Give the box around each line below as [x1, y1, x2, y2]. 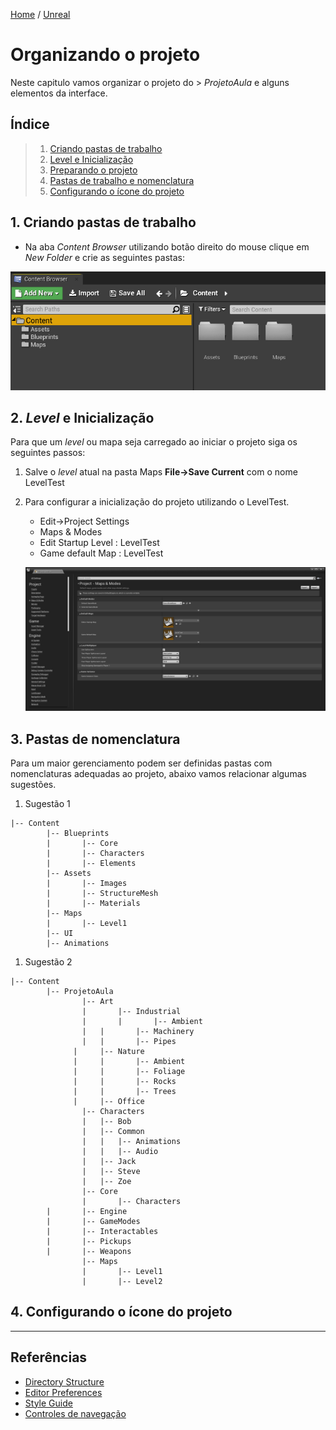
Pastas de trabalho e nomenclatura [49, 174, 195, 186]
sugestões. [10, 778, 57, 790]
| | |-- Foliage [73, 1066, 186, 1076]
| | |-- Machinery [81, 1026, 195, 1036]
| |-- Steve [81, 1166, 141, 1176]
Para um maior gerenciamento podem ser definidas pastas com [10, 757, 273, 769]
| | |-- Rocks [73, 1076, 177, 1086]
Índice [10, 116, 50, 133]
